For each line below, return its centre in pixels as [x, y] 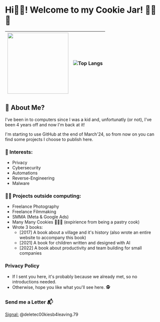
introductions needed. [34, 282]
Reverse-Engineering [33, 178]
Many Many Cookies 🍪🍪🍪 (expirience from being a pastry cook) [76, 222]
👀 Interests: [19, 152]
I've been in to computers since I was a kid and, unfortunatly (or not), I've [79, 120]
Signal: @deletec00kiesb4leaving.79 [42, 314]
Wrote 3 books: [27, 227]
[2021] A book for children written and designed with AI [75, 243]
